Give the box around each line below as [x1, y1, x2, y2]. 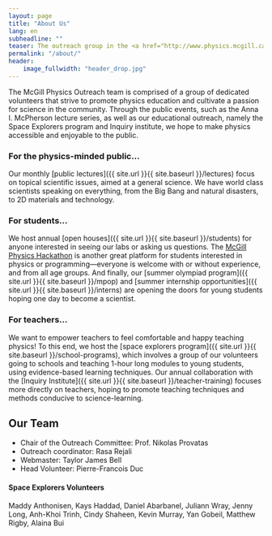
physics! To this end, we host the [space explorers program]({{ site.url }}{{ [8, 341, 257, 351]
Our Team [8, 417, 59, 430]
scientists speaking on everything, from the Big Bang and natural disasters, [8, 186, 259, 196]
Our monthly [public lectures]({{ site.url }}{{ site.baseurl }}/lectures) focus [8, 169, 255, 179]
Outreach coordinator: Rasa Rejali [19, 447, 132, 456]
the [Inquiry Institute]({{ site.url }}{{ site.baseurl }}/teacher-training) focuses [8, 375, 261, 386]
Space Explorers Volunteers [8, 482, 105, 492]
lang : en [8, 27, 38, 35]
